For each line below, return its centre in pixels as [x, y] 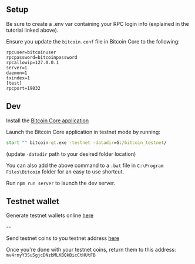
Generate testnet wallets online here [50, 215]
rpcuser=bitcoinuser [31, 52]
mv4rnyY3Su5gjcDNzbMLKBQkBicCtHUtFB [51, 255]
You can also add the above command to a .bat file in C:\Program [85, 165]
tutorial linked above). [32, 30]
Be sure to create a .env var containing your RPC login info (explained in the [97, 24]
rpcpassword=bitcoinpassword [42, 57]
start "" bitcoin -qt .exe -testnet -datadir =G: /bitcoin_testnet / [86, 143]
